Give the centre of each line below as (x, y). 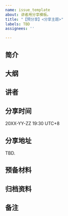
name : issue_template (28, 10)
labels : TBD (17, 24)
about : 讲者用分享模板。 (28, 15)
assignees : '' (20, 29)
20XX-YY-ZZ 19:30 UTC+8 (32, 124)
